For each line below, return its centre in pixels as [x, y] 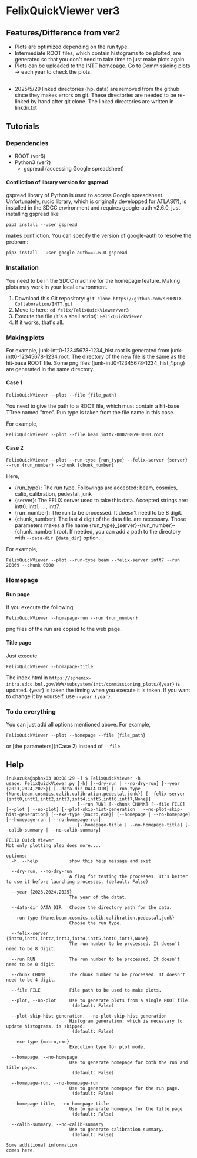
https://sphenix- [70, 678]
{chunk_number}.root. [41, 532]
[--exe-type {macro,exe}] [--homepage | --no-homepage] [121, 814]
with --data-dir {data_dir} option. [57, 538]
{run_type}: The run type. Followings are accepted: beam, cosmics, [96, 488]
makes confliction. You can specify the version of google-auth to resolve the [99, 236]
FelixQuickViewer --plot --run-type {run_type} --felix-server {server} [97, 460]
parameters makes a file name [51, 525]
